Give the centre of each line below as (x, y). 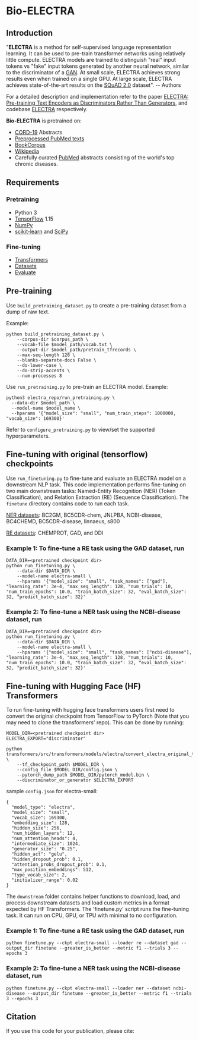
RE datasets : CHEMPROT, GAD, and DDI (55, 533)
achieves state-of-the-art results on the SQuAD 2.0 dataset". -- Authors (94, 85)
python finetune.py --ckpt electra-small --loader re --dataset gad (92, 943)
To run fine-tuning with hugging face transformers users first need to (90, 710)
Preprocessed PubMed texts (49, 139)
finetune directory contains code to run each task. (68, 503)
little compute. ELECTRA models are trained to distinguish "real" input (91, 60)
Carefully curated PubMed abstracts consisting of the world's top (94, 158)
